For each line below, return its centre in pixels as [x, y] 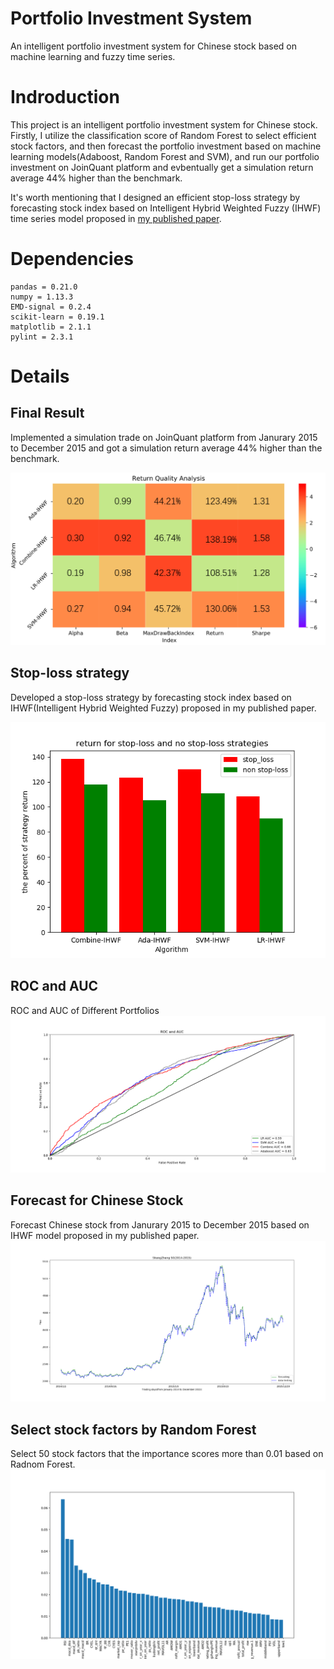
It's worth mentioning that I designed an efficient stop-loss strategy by [155, 197]
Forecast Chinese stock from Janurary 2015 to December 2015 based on [160, 1224]
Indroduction [65, 97]
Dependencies [72, 259]
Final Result [47, 413]
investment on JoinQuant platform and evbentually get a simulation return [162, 167]
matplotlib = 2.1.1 [51, 327]
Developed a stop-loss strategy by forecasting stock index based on [151, 697]
